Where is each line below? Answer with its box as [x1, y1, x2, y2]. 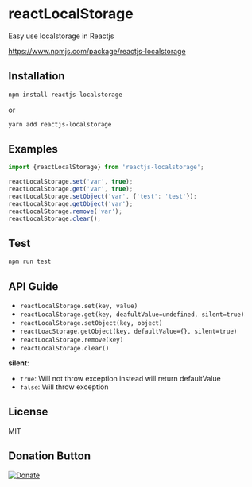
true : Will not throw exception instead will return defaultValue [19, 373, 221, 383]
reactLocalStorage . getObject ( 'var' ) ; [8, 199, 134, 207]
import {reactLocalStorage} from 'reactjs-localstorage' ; [8, 164, 204, 172]
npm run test [8, 257, 52, 266]
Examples [8, 142, 58, 156]
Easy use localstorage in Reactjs [8, 31, 114, 41]
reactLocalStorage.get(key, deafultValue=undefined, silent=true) [19, 311, 245, 319]
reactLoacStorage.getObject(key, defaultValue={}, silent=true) [19, 327, 238, 335]
